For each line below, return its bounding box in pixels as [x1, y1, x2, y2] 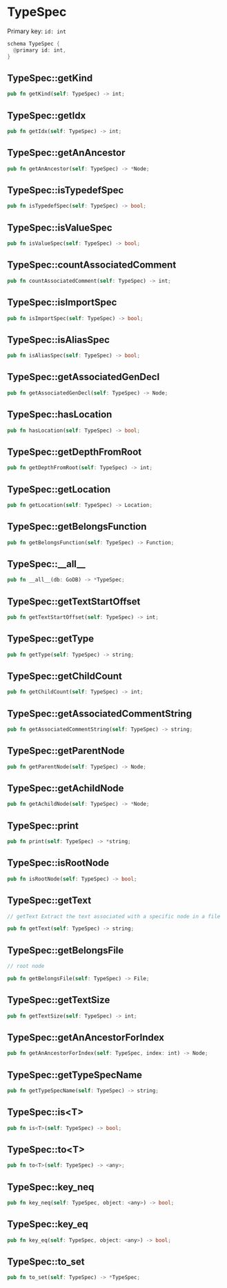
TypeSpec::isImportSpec [7, 297, 117, 308]
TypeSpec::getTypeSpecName [7, 1069, 143, 1080]
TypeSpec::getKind [7, 72, 93, 83]
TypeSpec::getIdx [7, 110, 86, 121]
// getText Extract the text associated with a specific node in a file [7, 913, 221, 920]
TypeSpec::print [7, 820, 79, 831]
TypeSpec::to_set [7, 1256, 85, 1268]
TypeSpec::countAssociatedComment [7, 259, 177, 271]
